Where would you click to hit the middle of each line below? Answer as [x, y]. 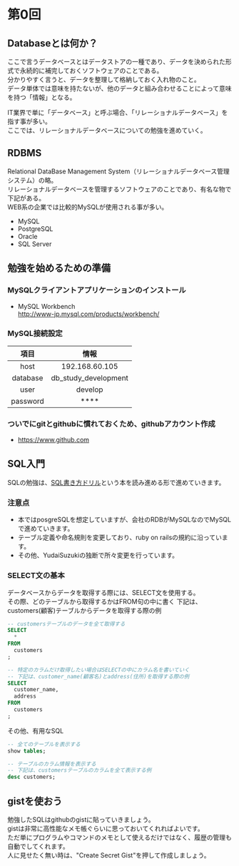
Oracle [27, 236]
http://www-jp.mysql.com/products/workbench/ [88, 314]
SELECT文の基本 [36, 576]
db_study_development [90, 377]
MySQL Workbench [46, 306]
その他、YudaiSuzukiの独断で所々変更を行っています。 [98, 555]
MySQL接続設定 [35, 334]
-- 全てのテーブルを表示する [44, 744]
